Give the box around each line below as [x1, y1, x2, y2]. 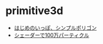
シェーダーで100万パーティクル [14, 31, 89, 39]
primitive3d [5, 4, 64, 18]
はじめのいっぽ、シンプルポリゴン [14, 24, 97, 31]
